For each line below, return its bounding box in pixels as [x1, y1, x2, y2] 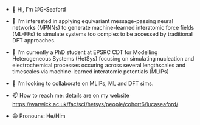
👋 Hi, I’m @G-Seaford [12, 6, 66, 13]
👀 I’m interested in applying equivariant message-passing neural [12, 18, 173, 24]
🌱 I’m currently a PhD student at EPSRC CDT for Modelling [12, 49, 158, 56]
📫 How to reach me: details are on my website [12, 92, 129, 99]
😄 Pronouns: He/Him [12, 112, 66, 120]
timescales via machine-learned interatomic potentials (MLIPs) [12, 68, 169, 75]
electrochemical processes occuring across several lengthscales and [12, 61, 186, 69]
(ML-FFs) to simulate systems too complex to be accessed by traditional [12, 30, 193, 38]
